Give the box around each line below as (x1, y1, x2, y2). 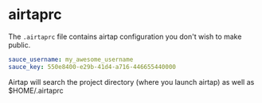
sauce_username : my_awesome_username (8, 55, 134, 63)
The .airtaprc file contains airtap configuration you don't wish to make (8, 32, 242, 41)
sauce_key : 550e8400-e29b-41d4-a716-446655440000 (8, 63, 177, 71)
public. (8, 40, 31, 49)
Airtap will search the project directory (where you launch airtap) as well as (8, 77, 255, 86)
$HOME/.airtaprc (8, 86, 64, 95)
